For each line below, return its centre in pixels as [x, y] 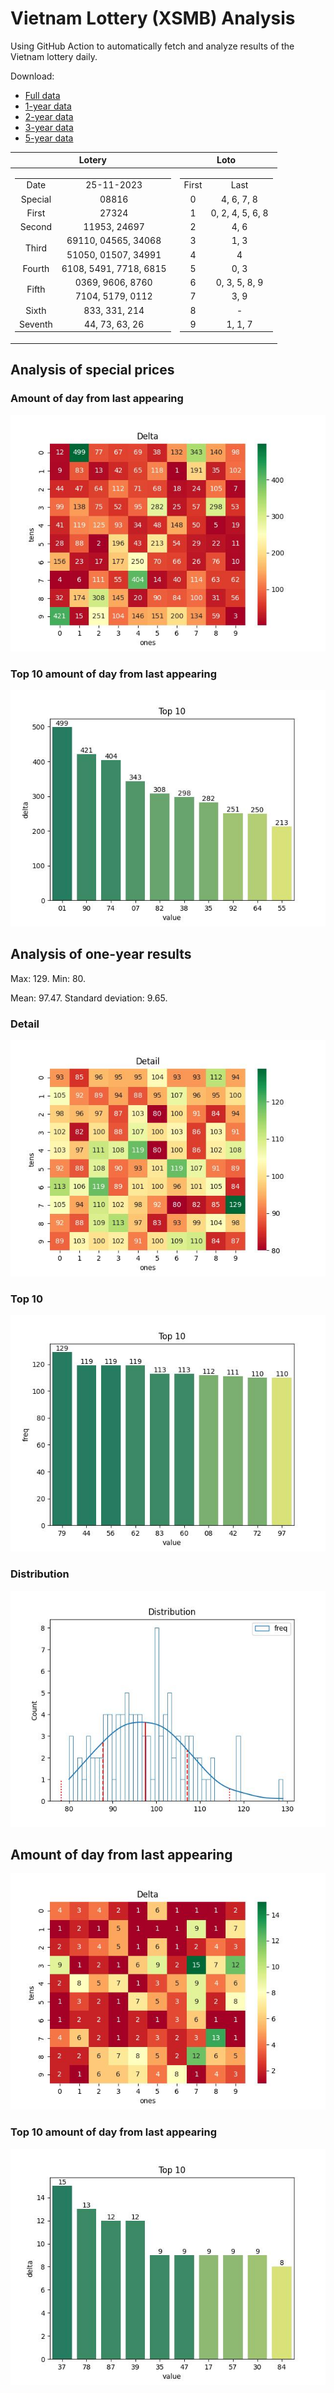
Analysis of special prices [92, 370]
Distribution [40, 1574]
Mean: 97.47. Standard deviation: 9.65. [89, 998]
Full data [42, 95]
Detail [25, 1024]
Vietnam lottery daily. [54, 56]
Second [36, 227]
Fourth [36, 268]
